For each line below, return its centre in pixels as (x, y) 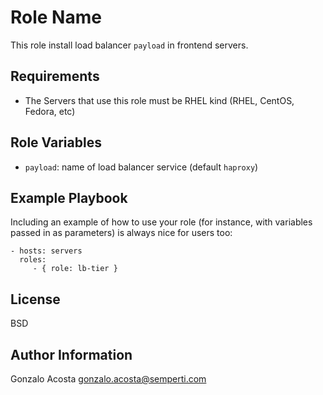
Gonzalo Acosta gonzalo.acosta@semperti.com (108, 379)
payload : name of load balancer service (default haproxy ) (141, 167)
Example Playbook (69, 197)
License (35, 299)
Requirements (55, 76)
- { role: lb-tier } (75, 269)
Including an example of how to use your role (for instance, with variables (161, 222)
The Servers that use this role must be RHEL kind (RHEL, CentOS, (159, 100)
